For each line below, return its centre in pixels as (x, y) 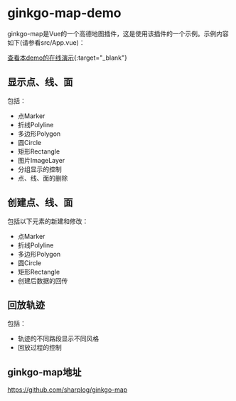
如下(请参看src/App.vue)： (46, 42)
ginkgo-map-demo (64, 13)
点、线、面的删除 (43, 178)
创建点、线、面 (40, 203)
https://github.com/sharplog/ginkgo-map (68, 390)
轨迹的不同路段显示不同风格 (58, 338)
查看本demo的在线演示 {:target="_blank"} (68, 58)
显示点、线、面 (40, 82)
